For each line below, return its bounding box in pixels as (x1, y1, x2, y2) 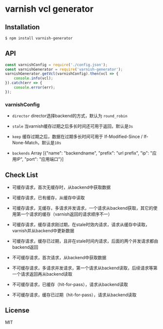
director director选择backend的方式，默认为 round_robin (12, 113, 127, 119)
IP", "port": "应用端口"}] (16, 156, 64, 162)
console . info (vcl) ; (14, 76, 54, 81)
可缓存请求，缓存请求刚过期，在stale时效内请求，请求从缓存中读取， (12, 221, 150, 227)
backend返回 (12, 244, 38, 250)
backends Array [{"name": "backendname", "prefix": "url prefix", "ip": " (12, 150, 152, 156)
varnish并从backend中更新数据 (12, 227, 74, 233)
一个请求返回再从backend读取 (12, 271, 72, 277)
